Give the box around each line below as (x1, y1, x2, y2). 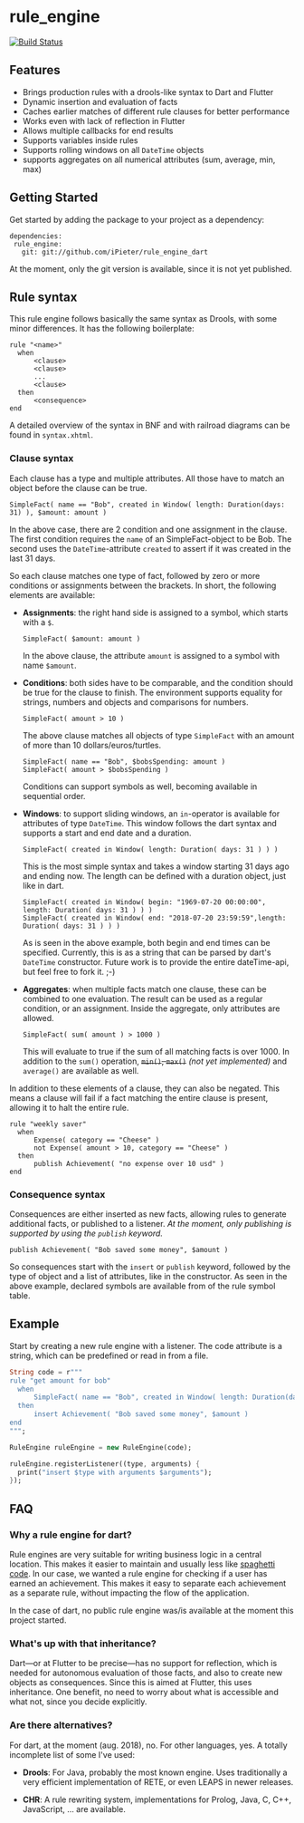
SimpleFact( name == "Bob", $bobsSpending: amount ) (22, 757, 226, 767)
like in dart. (22, 880, 65, 891)
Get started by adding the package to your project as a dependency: (9, 214, 265, 225)
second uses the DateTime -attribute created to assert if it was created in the (9, 543, 291, 554)
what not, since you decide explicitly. (9, 1696, 147, 1707)
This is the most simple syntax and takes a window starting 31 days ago (22, 861, 290, 872)
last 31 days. (9, 553, 56, 564)
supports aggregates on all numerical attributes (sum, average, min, (22, 154, 276, 165)
